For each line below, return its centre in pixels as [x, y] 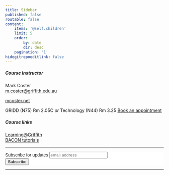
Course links [19, 122]
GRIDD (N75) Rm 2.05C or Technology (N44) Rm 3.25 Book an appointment [83, 110]
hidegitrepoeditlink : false [35, 57]
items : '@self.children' [40, 29]
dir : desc [33, 47]
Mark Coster [18, 86]
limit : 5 [23, 33]
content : [14, 24]
